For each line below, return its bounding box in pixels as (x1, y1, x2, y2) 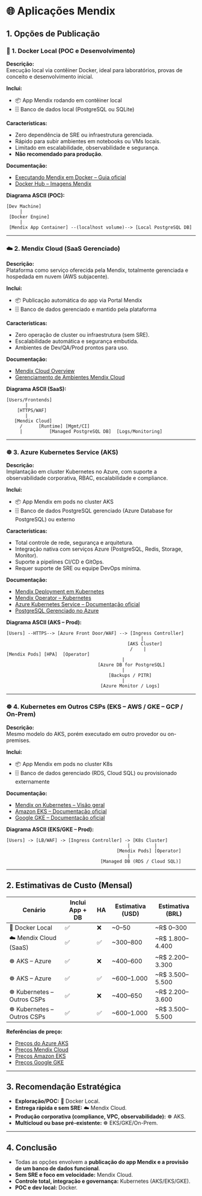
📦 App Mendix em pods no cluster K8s (14, 760, 113, 767)
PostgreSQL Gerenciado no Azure (14, 607, 99, 615)
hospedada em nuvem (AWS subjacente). (6, 273, 109, 280)
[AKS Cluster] (127, 641, 163, 647)
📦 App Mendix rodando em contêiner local (14, 96, 122, 103)
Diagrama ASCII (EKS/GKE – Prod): (6, 826, 94, 833)
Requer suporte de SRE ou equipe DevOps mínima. (14, 565, 141, 572)
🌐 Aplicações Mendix (6, 4, 116, 18)
